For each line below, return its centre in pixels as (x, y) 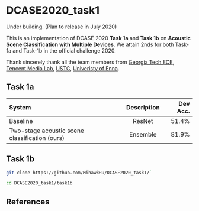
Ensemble (143, 134)
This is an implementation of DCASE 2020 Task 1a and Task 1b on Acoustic (98, 38)
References (28, 202)
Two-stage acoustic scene (47, 131)
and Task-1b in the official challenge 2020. (65, 50)
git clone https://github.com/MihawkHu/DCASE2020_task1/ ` (79, 173)
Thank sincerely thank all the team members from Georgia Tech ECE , (90, 62)
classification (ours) (37, 138)
